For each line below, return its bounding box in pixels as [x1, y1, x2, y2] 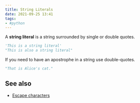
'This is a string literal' [5, 43, 62, 49]
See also [5, 80, 32, 88]
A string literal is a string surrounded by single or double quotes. [5, 34, 135, 40]
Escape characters [12, 92, 50, 98]
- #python [5, 20, 25, 26]
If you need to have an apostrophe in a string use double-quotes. [5, 57, 135, 62]
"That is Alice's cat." [5, 66, 53, 71]
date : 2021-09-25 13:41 [5, 12, 53, 17]
